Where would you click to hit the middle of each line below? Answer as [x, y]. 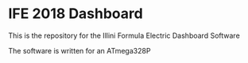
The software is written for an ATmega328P [79, 50]
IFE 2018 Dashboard [76, 14]
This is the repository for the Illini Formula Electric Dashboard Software [124, 35]
